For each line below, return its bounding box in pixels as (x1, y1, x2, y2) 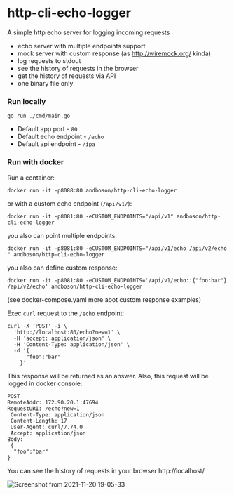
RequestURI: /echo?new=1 (7, 405, 80, 412)
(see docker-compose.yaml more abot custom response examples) (7, 295, 202, 303)
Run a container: (7, 173, 55, 182)
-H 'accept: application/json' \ (13, 335, 111, 342)
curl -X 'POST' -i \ (7, 322, 68, 329)
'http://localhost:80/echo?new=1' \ (13, 329, 121, 336)
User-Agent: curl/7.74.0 (10, 423, 83, 430)
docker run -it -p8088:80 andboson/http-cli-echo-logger (7, 187, 177, 194)
